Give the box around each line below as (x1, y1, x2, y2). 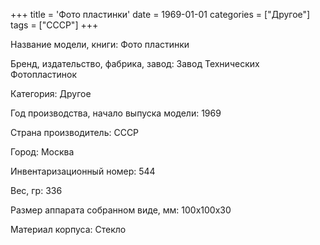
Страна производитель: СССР (10, 127, 140, 138)
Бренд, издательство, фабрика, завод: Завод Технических (10, 58, 260, 69)
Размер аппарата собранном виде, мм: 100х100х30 (10, 204, 232, 216)
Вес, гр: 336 (10, 185, 63, 196)
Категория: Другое (10, 88, 92, 99)
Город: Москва (10, 146, 75, 158)
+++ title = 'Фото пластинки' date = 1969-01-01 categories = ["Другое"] (10, 9, 311, 20)
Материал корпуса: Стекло (10, 224, 127, 235)
